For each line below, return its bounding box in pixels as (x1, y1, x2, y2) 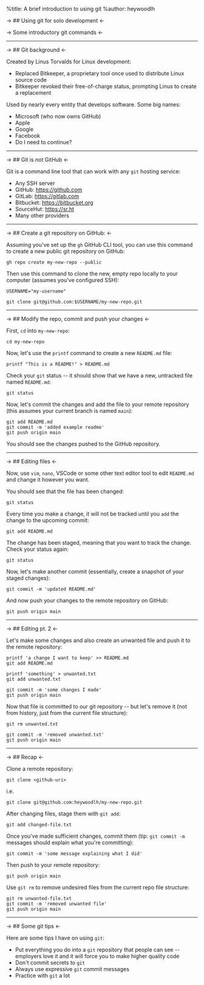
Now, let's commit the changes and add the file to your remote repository (6, 401, 189, 408)
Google (15, 126, 34, 133)
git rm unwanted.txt (6, 721, 59, 727)
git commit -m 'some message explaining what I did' (6, 851, 143, 857)
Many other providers (15, 212, 70, 219)
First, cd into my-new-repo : (6, 327, 70, 334)
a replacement (15, 89, 52, 96)
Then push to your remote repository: (6, 862, 100, 868)
